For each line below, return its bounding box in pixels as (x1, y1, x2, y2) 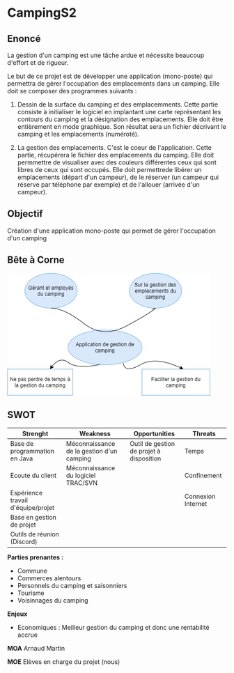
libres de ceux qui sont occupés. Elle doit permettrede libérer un (17, 166, 202, 173)
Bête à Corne (7, 254, 65, 266)
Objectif (7, 208, 43, 220)
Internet (184, 500, 208, 508)
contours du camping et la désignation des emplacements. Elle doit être (17, 115, 224, 123)
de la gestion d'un (65, 447, 118, 456)
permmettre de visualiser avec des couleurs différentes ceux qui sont (17, 158, 217, 167)
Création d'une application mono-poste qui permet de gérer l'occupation (7, 226, 216, 235)
